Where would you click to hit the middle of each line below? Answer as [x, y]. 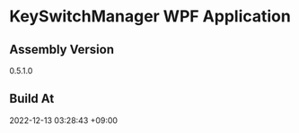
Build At [32, 99]
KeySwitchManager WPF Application [150, 17]
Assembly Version [62, 50]
